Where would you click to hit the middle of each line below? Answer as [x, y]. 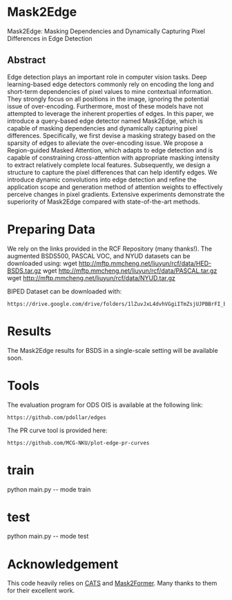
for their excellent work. [41, 590]
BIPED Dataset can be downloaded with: [65, 291]
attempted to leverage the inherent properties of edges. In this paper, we [110, 113]
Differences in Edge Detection [50, 38]
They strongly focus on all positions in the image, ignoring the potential [108, 99]
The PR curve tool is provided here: [57, 430]
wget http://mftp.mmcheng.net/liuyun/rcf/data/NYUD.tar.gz [91, 278]
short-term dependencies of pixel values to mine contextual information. [110, 91]
